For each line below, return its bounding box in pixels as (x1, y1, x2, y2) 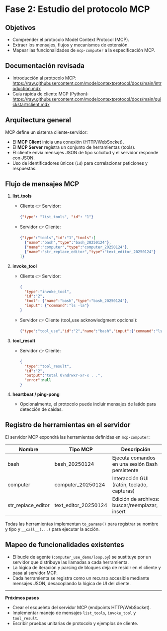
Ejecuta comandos (112, 454, 156, 461)
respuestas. (12, 165, 37, 171)
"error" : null (24, 378, 51, 383)
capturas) (112, 487, 135, 494)
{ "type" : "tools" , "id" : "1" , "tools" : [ (19, 236, 96, 241)
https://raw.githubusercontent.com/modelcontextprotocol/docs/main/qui (12, 96, 162, 102)
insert (112, 508, 126, 515)
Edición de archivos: (112, 495, 160, 502)
